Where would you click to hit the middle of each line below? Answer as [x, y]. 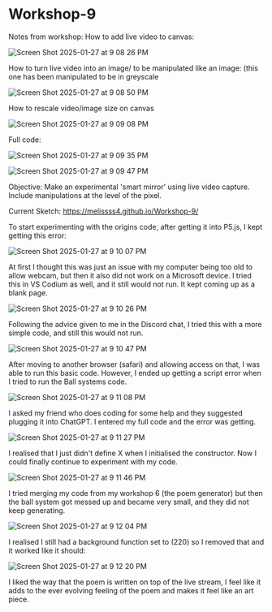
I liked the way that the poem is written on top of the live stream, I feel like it [135, 582]
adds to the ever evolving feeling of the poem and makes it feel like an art [131, 590]
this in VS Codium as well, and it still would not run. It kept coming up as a [132, 284]
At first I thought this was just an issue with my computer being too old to [131, 267]
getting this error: [38, 235]
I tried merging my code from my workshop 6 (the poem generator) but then [136, 493]
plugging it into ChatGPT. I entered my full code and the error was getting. [132, 421]
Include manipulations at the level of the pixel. [85, 195]
